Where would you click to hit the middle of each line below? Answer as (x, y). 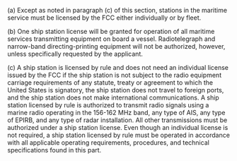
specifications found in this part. (54, 150)
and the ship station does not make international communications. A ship (113, 97)
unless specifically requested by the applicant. (75, 54)
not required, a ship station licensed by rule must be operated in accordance (118, 135)
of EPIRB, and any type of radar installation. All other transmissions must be (117, 120)
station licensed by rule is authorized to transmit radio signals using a (108, 105)
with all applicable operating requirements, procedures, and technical (109, 143)
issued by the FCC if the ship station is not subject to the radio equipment (114, 75)
